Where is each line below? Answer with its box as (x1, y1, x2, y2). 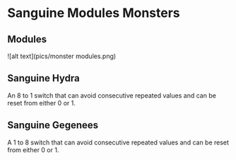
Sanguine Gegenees (7, 119, 99, 132)
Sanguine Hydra (7, 72, 80, 84)
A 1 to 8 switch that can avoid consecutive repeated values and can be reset (7, 138, 230, 147)
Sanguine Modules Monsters (7, 5, 180, 21)
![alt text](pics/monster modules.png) (7, 52, 117, 60)
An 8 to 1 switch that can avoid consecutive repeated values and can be (7, 91, 217, 100)
